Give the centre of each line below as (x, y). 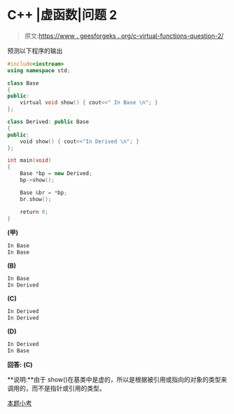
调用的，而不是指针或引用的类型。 (56, 388)
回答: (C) (20, 365)
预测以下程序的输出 (35, 50)
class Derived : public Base (48, 122)
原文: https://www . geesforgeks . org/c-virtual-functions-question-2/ (124, 36)
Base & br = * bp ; (44, 193)
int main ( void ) (29, 160)
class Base (23, 83)
